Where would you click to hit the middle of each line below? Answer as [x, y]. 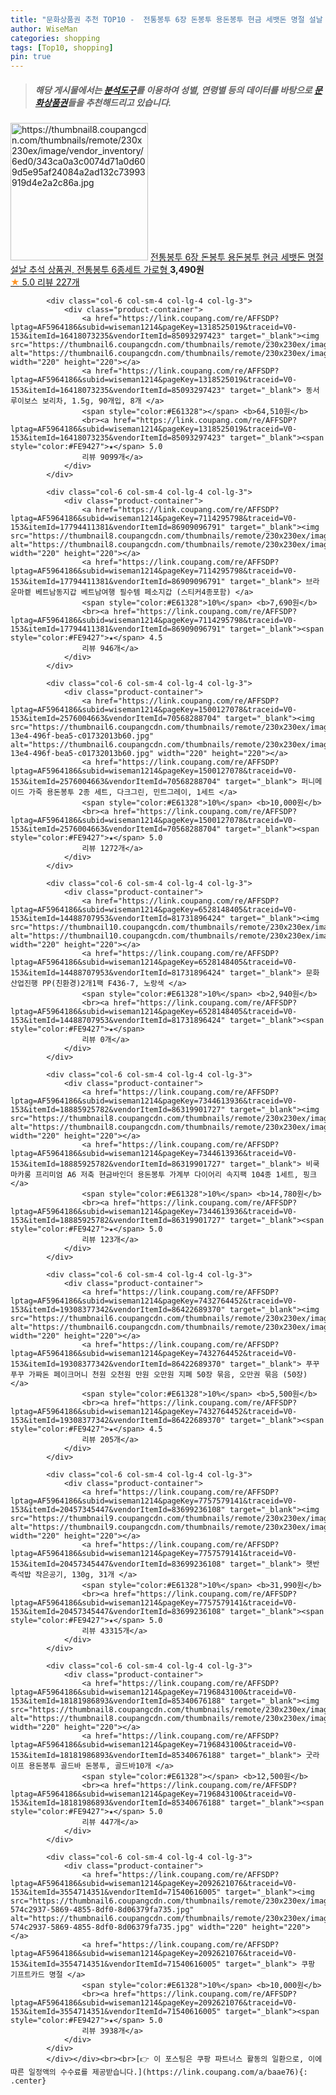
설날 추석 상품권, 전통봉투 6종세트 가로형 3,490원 [107, 270]
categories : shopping [55, 38]
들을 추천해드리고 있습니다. [119, 102]
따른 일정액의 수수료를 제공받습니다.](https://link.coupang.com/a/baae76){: [159, 2072]
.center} [28, 2081]
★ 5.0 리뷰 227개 [45, 282]
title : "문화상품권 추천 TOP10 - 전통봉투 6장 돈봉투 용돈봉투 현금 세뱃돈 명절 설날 [166, 19]
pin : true [31, 57]
